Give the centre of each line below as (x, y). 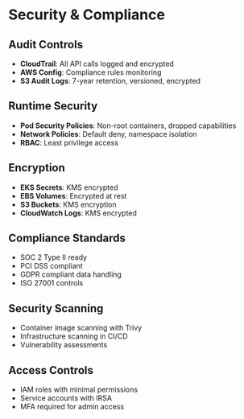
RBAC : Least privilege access (69, 142)
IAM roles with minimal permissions (79, 390)
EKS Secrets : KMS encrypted (69, 187)
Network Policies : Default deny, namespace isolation (108, 134)
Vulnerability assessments (64, 345)
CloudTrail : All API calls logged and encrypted (97, 64)
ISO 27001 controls (52, 283)
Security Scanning (56, 308)
